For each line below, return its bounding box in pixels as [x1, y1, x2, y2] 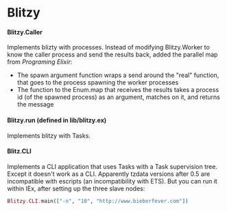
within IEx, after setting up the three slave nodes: [7, 184, 145, 192]
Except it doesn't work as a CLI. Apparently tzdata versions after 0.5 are [7, 170, 211, 178]
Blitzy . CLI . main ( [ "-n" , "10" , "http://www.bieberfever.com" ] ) [7, 197, 189, 204]
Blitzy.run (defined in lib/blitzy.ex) [7, 115, 107, 124]
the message [16, 100, 54, 109]
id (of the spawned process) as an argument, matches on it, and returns [16, 93, 221, 101]
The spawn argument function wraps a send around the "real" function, [16, 71, 219, 80]
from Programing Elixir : [7, 58, 73, 66]
